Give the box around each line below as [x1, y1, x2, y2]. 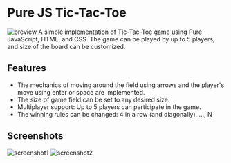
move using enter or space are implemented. [17, 88, 145, 96]
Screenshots [7, 130, 64, 142]
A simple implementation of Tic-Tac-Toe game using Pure [38, 28, 203, 36]
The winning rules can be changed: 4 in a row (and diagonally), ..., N [17, 110, 212, 118]
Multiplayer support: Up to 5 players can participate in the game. [17, 102, 202, 111]
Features [7, 62, 46, 74]
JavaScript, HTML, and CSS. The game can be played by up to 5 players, [7, 35, 215, 43]
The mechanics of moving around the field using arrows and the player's [17, 81, 225, 89]
